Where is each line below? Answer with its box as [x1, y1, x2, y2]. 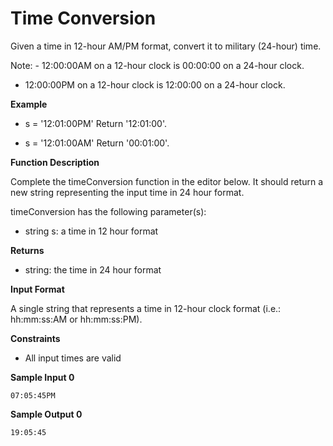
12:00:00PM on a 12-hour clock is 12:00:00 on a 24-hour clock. [24, 78, 286, 91]
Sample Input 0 [10, 371, 75, 383]
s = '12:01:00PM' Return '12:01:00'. [24, 117, 168, 129]
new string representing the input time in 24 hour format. [10, 186, 245, 198]
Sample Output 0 [10, 408, 83, 420]
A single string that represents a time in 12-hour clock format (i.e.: [10, 302, 282, 314]
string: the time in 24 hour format [24, 263, 162, 276]
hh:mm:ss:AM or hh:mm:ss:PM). [10, 313, 143, 325]
